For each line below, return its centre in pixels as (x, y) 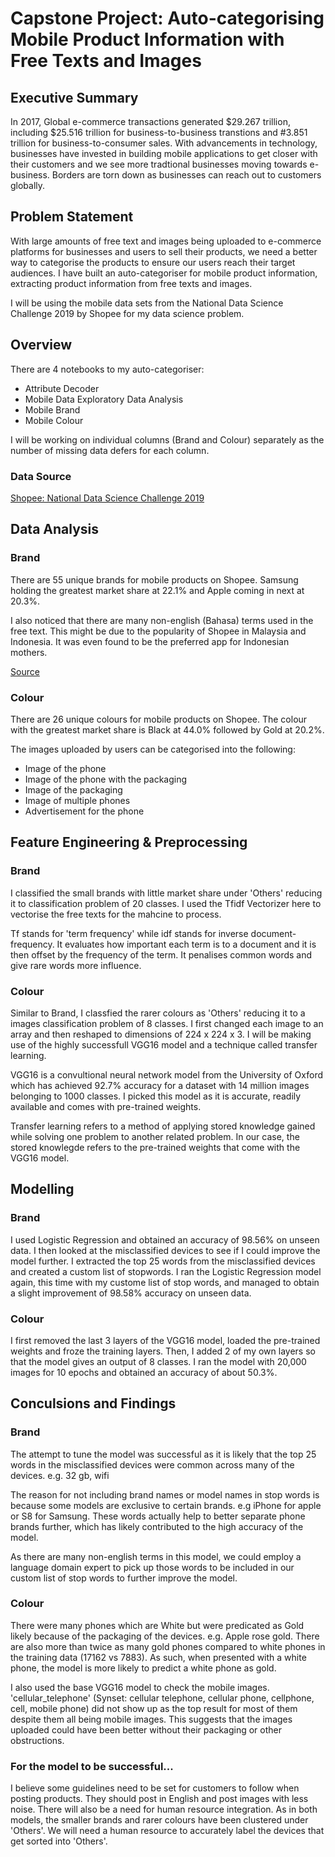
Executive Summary (74, 97)
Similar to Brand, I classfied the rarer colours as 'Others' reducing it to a (158, 1013)
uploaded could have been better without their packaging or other (146, 1729)
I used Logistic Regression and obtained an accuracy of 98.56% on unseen (165, 1239)
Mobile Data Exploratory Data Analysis (104, 399)
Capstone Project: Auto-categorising (167, 18)
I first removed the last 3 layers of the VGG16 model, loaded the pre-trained (165, 1340)
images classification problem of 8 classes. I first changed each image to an (167, 1023)
